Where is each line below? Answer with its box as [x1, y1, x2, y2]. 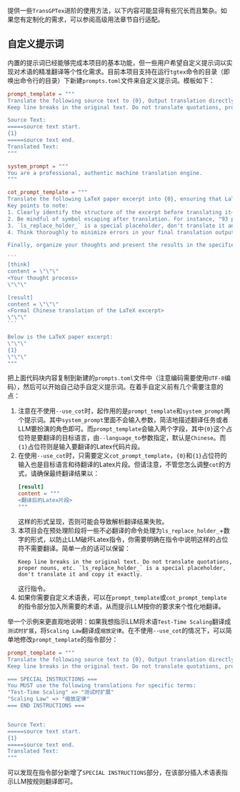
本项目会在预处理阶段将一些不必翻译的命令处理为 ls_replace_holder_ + [17, 526, 224, 534]
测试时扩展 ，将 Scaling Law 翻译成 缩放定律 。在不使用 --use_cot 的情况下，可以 [7, 626, 226, 634]
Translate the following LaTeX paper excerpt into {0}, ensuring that [7, 196, 222, 203]
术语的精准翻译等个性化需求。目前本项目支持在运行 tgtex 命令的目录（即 [19, 67, 230, 76]
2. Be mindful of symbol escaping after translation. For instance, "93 [7, 215, 229, 223]
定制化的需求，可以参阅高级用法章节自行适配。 [26, 15, 164, 24]
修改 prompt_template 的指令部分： [19, 635, 119, 643]
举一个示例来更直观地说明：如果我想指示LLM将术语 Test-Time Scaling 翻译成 [7, 617, 231, 626]
